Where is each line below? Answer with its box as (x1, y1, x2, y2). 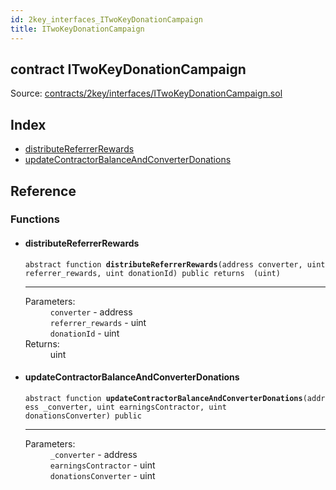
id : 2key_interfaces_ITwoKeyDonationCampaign (10, 14, 203, 25)
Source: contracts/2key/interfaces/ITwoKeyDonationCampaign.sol (10, 87, 283, 100)
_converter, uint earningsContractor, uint (43, 402, 227, 412)
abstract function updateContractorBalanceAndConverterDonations (24, 393, 303, 403)
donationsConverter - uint (49, 469, 156, 481)
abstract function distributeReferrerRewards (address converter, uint (24, 259, 326, 270)
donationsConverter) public (24, 411, 142, 421)
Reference (10, 182, 77, 200)
